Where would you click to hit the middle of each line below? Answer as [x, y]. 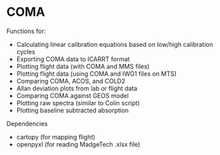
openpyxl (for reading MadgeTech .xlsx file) [78, 144]
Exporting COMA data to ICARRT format [73, 59]
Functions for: [26, 31]
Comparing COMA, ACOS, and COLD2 [71, 81]
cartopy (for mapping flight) [56, 137]
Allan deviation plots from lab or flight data [77, 88]
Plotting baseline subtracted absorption [72, 110]
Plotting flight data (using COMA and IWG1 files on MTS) [97, 74]
